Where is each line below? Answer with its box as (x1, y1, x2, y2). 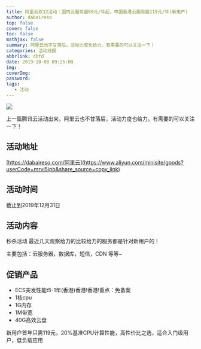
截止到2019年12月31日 (6, 201, 61, 208)
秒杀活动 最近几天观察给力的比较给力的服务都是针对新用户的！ (6, 238, 160, 245)
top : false (6, 20, 33, 26)
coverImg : (6, 70, 31, 76)
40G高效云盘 (14, 317, 47, 324)
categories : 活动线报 (6, 48, 57, 54)
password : (6, 75, 31, 81)
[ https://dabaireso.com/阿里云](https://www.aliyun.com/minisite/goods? (6, 159, 184, 166)
